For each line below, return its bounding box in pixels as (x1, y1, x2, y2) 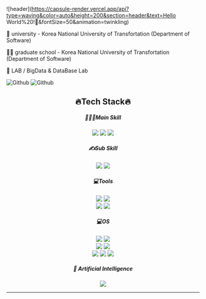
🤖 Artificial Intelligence (73, 265, 133, 272)
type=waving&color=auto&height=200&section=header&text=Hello (6, 12, 177, 19)
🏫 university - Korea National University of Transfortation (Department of (6, 30, 190, 37)
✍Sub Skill (88, 144, 118, 152)
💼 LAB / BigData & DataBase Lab (6, 67, 88, 74)
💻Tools (93, 177, 113, 185)
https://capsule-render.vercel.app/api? (31, 6, 129, 12)
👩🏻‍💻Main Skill (85, 114, 121, 121)
